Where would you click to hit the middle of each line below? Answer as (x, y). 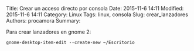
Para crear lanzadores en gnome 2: (49, 32)
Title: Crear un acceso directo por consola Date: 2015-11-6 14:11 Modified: (95, 8)
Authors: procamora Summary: (43, 21)
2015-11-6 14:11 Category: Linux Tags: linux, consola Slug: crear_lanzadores (97, 14)
